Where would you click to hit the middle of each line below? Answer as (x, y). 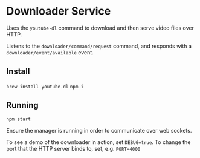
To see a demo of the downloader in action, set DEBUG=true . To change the (98, 142)
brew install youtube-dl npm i (45, 87)
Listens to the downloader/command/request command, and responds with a (99, 46)
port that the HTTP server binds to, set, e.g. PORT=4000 (73, 148)
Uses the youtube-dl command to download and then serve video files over (100, 28)
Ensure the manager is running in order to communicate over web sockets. (99, 130)
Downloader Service (59, 11)
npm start (19, 119)
